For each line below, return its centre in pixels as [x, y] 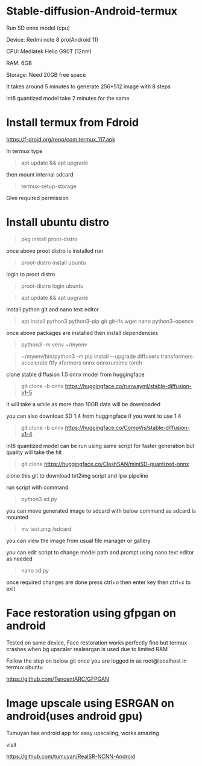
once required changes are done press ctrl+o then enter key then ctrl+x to [99, 582]
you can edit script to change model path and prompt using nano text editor [100, 552]
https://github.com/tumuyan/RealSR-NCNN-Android [71, 756]
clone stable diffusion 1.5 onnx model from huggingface [75, 374]
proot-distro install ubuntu [53, 262]
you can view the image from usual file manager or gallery [78, 540]
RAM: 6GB [19, 63]
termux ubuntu [25, 667]
